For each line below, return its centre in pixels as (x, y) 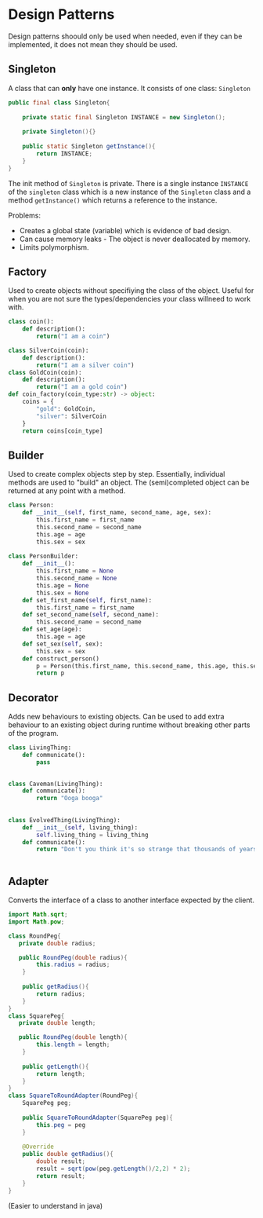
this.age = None (63, 585)
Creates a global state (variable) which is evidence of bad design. (125, 230)
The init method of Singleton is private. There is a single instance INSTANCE (128, 183)
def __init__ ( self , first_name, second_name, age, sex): (117, 513)
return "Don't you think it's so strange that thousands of (136, 850)
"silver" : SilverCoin (72, 416)
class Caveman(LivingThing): (56, 784)
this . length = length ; (73, 1045)
